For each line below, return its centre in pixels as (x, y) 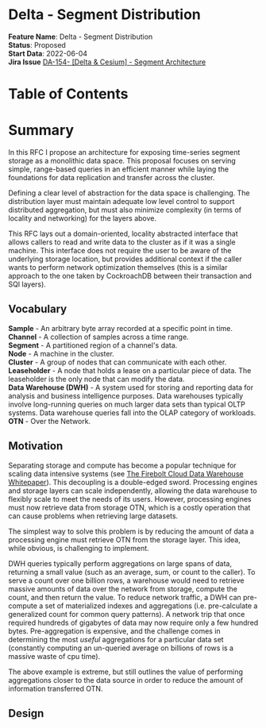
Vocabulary (38, 309)
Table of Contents (68, 94)
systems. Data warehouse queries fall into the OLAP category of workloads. (132, 412)
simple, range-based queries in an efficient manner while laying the (118, 169)
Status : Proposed (37, 44)
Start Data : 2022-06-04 (48, 53)
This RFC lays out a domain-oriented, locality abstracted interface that (123, 234)
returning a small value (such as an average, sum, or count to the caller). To (132, 572)
